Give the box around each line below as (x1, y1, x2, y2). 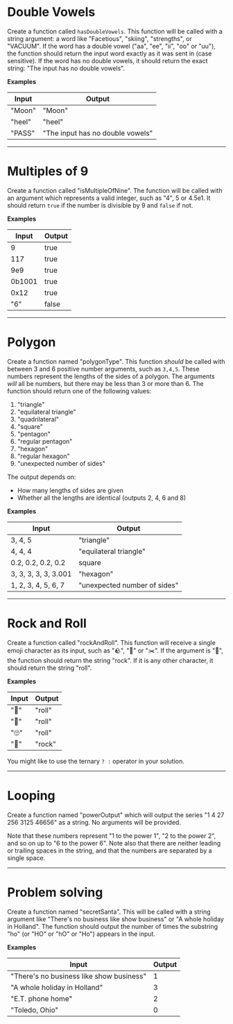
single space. (7, 853, 46, 862)
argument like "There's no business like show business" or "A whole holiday (7, 914, 224, 923)
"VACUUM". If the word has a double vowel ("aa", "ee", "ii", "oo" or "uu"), (7, 42, 216, 50)
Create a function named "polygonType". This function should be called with (7, 357, 225, 365)
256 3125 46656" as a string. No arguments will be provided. (7, 818, 182, 826)
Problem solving (7, 884, 103, 900)
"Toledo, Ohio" (10, 1005, 59, 1014)
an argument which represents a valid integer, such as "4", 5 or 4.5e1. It (7, 194, 211, 202)
